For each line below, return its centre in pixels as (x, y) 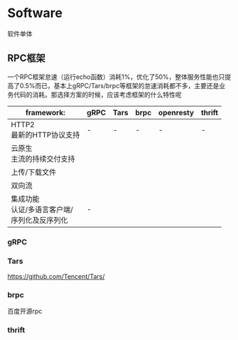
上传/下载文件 (34, 172)
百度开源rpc (25, 312)
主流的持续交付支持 (43, 159)
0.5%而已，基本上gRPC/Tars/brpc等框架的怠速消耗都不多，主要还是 (119, 85)
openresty (176, 112)
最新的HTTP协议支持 (45, 134)
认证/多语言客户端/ (42, 209)
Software (35, 13)
